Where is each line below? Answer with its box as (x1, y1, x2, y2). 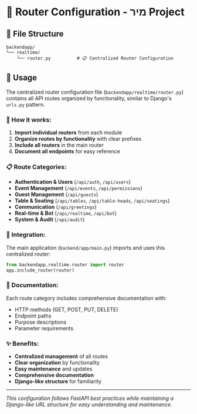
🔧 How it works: (6, 115, 52, 124)
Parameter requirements (14, 324, 74, 332)
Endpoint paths (14, 312, 52, 319)
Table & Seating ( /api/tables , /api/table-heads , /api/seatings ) (14, 197, 170, 204)
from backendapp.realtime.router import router (6, 261, 125, 267)
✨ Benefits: (6, 339, 39, 347)
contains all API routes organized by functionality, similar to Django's (6, 94, 172, 102)
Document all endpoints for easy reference (14, 148, 120, 155)
